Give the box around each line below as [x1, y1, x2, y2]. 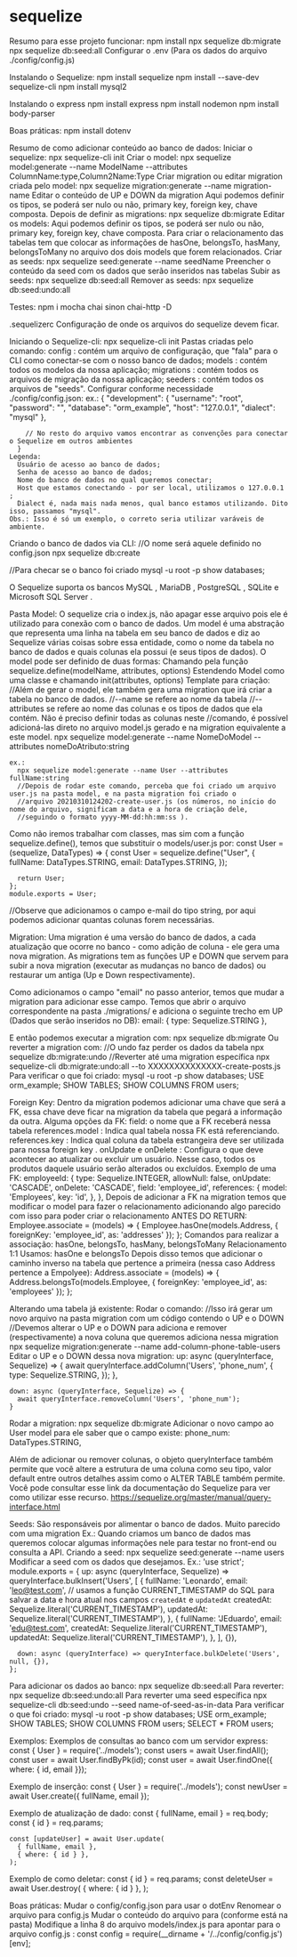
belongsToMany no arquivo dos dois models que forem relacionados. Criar [9, 247, 283, 257]
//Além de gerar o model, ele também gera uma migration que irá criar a [9, 683, 273, 695]
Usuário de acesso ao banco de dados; [17, 460, 162, 469]
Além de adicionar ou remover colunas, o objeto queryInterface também [9, 1453, 274, 1465]
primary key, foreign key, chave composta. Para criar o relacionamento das [9, 227, 285, 238]
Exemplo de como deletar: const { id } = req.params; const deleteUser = [9, 1873, 274, 1884]
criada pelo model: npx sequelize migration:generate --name [9, 180, 232, 190]
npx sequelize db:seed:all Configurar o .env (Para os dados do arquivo [9, 44, 268, 55]
